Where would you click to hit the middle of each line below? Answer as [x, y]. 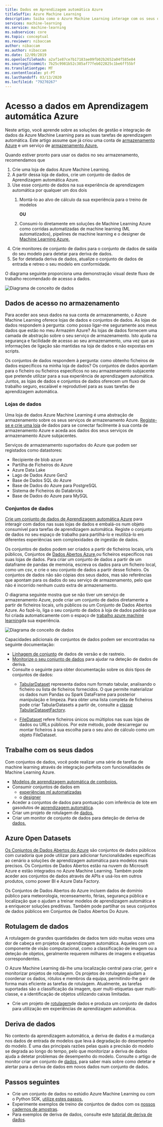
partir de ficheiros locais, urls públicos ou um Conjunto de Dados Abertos [78, 605]
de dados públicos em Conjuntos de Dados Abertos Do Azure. [67, 911]
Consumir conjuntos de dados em [46, 787]
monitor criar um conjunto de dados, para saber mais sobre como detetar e [80, 1062]
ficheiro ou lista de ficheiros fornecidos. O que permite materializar [86, 689]
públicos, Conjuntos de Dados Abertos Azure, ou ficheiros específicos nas [79, 554]
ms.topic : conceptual [27, 37]
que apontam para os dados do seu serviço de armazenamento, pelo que [78, 580]
